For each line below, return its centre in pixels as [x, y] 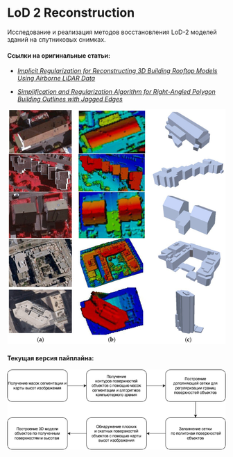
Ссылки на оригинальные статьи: [59, 55]
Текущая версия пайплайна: [51, 358]
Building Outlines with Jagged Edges [70, 99]
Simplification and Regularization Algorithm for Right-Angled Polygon [116, 92]
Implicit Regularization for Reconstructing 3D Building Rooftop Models [117, 71]
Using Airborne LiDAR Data [56, 79]
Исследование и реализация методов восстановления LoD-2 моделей [112, 32]
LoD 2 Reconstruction [71, 13]
